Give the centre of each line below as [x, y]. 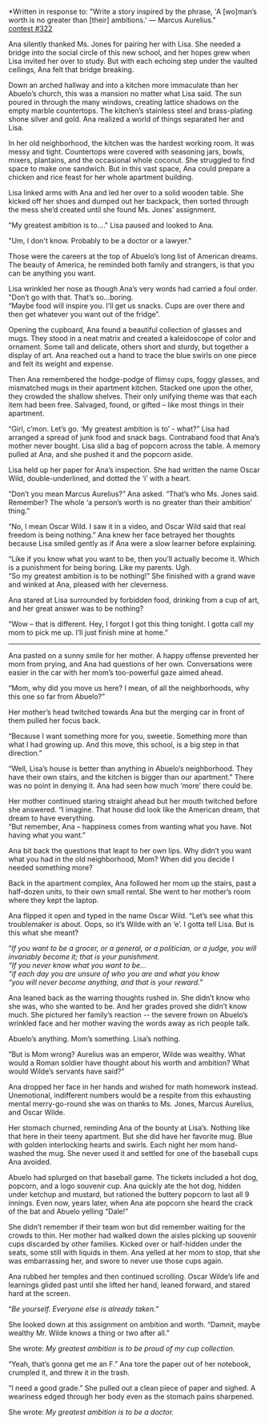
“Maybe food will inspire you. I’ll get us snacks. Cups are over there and [127, 306]
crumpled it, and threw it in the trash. [69, 1373]
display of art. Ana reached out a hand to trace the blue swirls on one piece [132, 355]
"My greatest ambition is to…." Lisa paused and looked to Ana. [111, 225]
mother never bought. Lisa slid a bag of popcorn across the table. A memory [134, 446]
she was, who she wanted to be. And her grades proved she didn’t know [128, 1006]
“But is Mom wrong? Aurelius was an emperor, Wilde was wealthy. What [127, 1054]
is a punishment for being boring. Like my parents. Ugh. [100, 567]
